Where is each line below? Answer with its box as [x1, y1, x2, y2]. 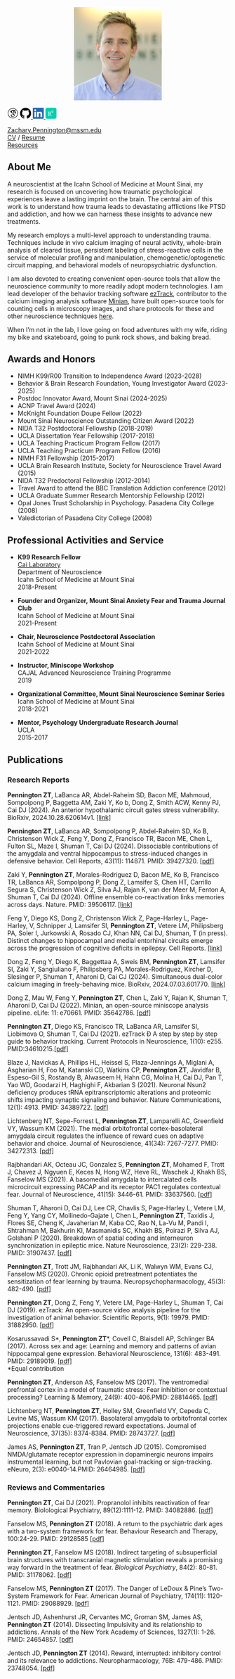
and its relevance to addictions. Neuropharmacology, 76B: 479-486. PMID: [7, 1656, 223, 1665]
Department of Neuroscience [17, 568, 102, 576]
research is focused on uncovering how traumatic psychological [7, 187, 193, 196]
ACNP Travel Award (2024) [17, 402, 96, 410]
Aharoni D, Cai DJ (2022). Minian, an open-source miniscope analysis [7, 1001, 209, 1009]
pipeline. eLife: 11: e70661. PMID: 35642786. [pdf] [7, 1008, 152, 1017]
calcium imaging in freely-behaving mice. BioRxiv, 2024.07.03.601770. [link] [7, 980, 226, 988]
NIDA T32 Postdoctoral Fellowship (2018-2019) [17, 424, 154, 433]
